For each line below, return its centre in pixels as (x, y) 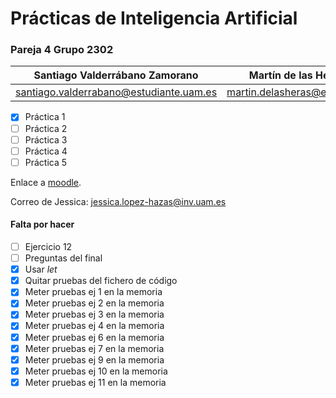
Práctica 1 (45, 117)
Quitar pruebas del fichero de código (101, 281)
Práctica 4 (46, 151)
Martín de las (280, 75)
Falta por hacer (42, 224)
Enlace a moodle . (46, 182)
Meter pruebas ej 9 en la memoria (94, 359)
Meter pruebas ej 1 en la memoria (93, 292)
